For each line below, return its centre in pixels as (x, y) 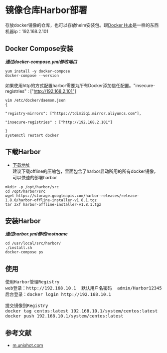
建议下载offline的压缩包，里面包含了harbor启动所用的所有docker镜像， (85, 171)
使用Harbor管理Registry (32, 282)
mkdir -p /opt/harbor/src (32, 187)
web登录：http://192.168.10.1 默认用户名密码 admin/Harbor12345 (83, 288)
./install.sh (19, 248)
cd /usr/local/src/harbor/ (33, 243)
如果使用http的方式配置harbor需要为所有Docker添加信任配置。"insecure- (80, 85)
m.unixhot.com (28, 345)
